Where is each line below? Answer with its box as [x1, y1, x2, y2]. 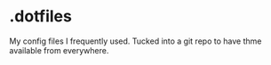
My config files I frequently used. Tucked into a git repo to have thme [9, 36, 262, 46]
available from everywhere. [9, 45, 109, 55]
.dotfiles [9, 6, 73, 27]
